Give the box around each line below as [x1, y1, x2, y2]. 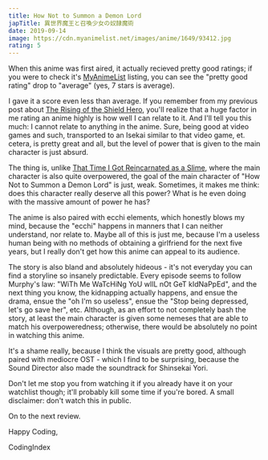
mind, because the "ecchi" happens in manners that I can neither [8, 222, 223, 231]
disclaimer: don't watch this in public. [8, 396, 132, 405]
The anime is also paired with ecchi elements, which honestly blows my [8, 213, 245, 222]
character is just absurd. [8, 148, 89, 157]
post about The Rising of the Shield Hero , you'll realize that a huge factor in [8, 105, 257, 115]
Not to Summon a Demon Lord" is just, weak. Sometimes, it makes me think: [8, 180, 260, 189]
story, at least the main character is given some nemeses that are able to [8, 314, 249, 324]
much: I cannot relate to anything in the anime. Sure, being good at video [8, 122, 250, 132]
